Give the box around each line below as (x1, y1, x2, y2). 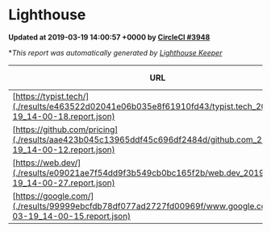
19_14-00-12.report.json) (12, 143, 115, 155)
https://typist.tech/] (15, 90, 90, 101)
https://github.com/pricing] (15, 123, 119, 135)
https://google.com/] (15, 190, 94, 201)
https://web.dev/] (15, 157, 81, 168)
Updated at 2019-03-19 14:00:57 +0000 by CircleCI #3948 (8, 32, 211, 42)
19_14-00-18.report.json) (12, 110, 115, 122)
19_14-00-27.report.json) (12, 177, 115, 188)
